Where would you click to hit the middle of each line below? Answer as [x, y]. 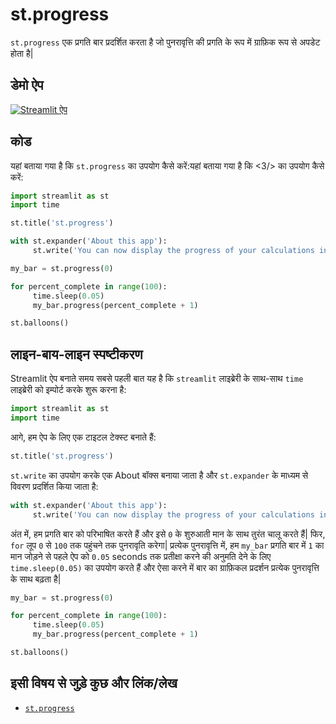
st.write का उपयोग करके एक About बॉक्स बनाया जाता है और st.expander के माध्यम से [159, 475]
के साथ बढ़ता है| [36, 579]
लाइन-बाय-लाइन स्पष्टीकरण [76, 354]
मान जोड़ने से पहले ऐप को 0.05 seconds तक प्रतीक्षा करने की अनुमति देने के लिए [141, 556]
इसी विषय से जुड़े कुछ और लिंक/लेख [94, 683]
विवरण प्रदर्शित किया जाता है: [54, 486]
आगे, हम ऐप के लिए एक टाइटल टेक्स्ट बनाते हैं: [83, 437]
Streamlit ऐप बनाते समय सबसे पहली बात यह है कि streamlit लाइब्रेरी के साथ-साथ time [157, 379]
